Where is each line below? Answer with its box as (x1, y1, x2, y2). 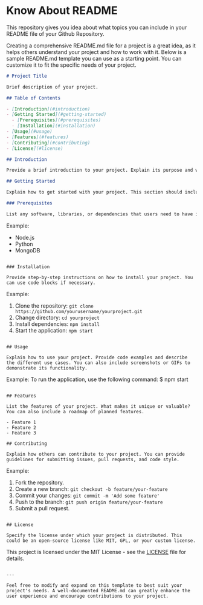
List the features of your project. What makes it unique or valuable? (6, 403, 190, 410)
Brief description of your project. (6, 84, 98, 90)
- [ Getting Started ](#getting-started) (6, 112, 107, 118)
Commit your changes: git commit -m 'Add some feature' (14, 492, 160, 499)
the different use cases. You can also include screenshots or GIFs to (6, 359, 190, 366)
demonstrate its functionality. (6, 365, 88, 371)
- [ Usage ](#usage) (6, 129, 53, 135)
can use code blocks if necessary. (6, 280, 96, 286)
